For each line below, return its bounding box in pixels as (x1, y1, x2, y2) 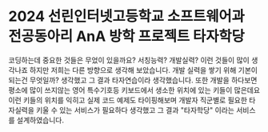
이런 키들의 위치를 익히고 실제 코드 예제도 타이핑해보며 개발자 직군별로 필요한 (8, 95, 248, 105)
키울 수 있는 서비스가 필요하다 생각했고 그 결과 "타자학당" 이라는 (35, 105, 234, 114)
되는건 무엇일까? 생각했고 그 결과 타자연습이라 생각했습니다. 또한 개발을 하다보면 (8, 75, 258, 85)
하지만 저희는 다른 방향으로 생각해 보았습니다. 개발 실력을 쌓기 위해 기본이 (29, 65, 258, 74)
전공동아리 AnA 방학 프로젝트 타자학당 (8, 27, 246, 46)
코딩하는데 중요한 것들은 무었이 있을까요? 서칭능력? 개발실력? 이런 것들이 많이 (8, 55, 250, 65)
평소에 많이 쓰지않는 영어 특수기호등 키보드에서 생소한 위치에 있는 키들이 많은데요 (8, 85, 261, 94)
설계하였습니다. (16, 115, 65, 125)
